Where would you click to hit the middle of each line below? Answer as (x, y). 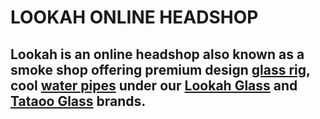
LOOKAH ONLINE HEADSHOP (134, 17)
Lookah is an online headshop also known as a (157, 54)
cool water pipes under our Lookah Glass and (154, 85)
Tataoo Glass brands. (78, 101)
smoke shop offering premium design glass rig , (160, 69)
